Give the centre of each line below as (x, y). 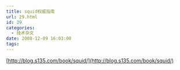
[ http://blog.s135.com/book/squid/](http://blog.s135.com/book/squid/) (90, 60)
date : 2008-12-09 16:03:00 (39, 38)
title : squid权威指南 (31, 11)
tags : (13, 44)
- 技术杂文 (23, 33)
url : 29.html (22, 17)
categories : (20, 28)
